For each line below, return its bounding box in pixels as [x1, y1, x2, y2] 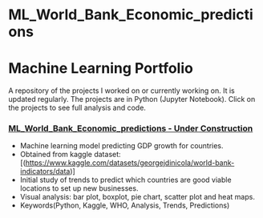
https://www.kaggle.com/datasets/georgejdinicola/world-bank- [25, 158, 235, 168]
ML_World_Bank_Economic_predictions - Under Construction [8, 123, 253, 134]
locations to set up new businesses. [19, 184, 139, 193]
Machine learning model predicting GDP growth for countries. [19, 141, 224, 151]
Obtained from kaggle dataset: [19, 150, 122, 159]
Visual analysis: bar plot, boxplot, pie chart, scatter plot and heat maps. [19, 192, 255, 202]
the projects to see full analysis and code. [8, 103, 147, 113]
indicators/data [19, 167, 71, 176]
